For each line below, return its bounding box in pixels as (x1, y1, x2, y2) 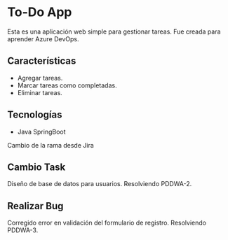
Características (7, 55, 76, 67)
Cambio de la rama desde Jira (7, 141, 95, 149)
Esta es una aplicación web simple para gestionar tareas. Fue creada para (7, 27, 221, 36)
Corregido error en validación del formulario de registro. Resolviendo (7, 218, 207, 227)
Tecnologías (7, 109, 62, 121)
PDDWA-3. (7, 226, 39, 234)
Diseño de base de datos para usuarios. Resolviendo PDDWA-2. (7, 180, 192, 188)
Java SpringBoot (17, 127, 66, 136)
